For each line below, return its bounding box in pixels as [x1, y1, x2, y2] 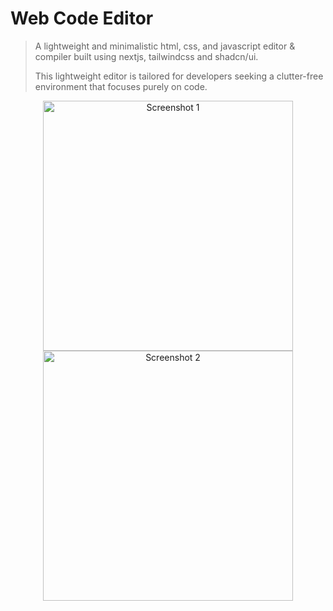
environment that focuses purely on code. [34, 80, 208, 92]
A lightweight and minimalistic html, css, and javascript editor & [34, 40, 296, 52]
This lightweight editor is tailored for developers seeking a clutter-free [34, 70, 324, 82]
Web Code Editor [10, 7, 154, 30]
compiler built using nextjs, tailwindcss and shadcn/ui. [34, 50, 259, 62]
